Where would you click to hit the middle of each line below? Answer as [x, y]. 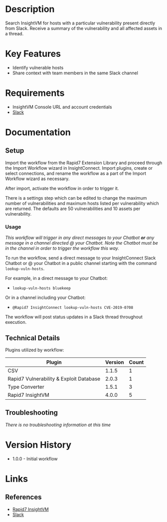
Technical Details [33, 338]
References [23, 497]
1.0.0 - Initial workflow [35, 459]
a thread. [14, 33]
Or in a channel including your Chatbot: [45, 297]
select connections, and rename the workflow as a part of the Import [76, 173]
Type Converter [26, 387]
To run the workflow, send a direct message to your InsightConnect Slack [81, 258]
